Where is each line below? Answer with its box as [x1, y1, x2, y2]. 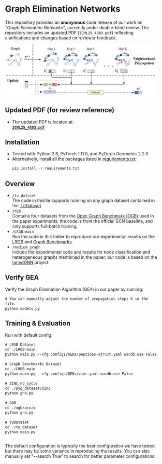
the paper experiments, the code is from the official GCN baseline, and [12, 218, 153, 224]
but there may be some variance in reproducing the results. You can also [5, 448, 150, 454]
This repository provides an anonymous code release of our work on [5, 19, 143, 25]
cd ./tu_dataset [5, 425, 38, 430]
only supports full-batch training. [12, 223, 78, 229]
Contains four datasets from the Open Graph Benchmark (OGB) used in [12, 213, 154, 219]
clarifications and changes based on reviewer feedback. [5, 35, 117, 41]
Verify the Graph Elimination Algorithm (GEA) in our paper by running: [5, 286, 144, 292]
